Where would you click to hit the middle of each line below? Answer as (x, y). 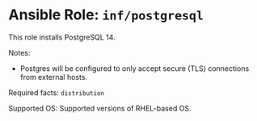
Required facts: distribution (57, 92)
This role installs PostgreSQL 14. (62, 37)
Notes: (19, 52)
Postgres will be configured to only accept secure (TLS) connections (135, 68)
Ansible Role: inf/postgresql (106, 15)
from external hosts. (53, 77)
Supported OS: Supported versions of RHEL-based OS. (100, 108)
